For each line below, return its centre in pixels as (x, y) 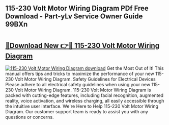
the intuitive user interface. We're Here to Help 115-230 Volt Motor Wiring (82, 106)
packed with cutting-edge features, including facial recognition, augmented (84, 95)
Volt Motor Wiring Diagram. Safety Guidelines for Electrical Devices (85, 79)
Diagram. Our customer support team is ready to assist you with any (77, 111)
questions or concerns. (30, 117)
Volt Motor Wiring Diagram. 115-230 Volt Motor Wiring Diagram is (83, 90)
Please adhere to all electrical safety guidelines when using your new (78, 84)
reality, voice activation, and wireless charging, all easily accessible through (85, 101)
